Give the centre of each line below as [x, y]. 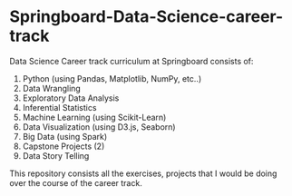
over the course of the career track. [76, 182]
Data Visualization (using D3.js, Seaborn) [99, 127]
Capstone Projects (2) [63, 146]
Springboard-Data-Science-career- [146, 17]
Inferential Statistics [59, 107]
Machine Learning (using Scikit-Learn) [94, 117]
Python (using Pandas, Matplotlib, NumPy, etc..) [112, 78]
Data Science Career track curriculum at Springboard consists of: [131, 61]
